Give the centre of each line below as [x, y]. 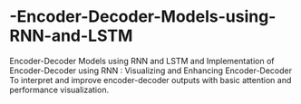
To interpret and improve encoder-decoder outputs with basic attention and [150, 80]
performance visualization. [59, 90]
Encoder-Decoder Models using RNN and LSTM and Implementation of [142, 61]
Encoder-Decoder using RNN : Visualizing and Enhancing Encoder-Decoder [151, 71]
